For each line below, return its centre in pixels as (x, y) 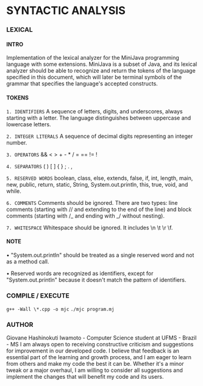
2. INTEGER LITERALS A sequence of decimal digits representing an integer (100, 136)
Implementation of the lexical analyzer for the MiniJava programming (93, 58)
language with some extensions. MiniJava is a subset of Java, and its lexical (102, 64)
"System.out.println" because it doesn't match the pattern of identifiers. (96, 280)
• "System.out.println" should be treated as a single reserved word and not (100, 255)
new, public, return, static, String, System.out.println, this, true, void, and (97, 184)
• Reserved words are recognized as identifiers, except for (80, 273)
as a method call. (28, 261)
